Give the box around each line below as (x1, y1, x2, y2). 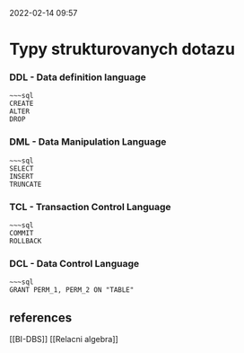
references (9, 310, 73, 325)
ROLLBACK (9, 237, 42, 246)
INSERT (9, 172, 34, 181)
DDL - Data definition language (9, 71, 146, 84)
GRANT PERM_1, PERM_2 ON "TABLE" (9, 286, 135, 295)
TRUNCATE (9, 180, 42, 189)
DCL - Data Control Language (9, 258, 140, 269)
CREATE (9, 99, 34, 109)
